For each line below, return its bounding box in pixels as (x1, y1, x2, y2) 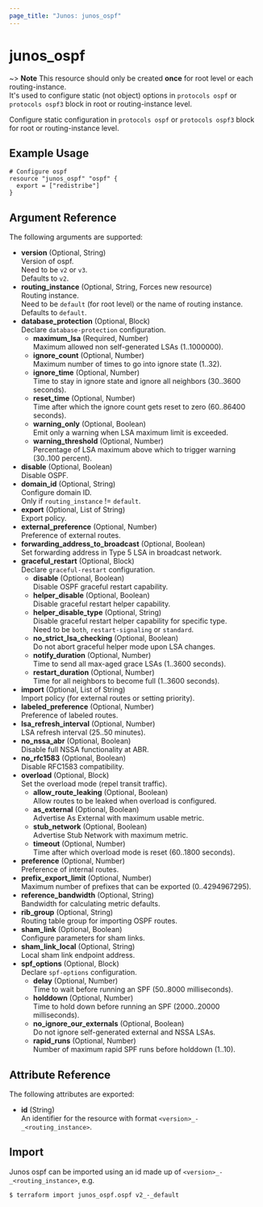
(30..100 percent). (32, 453, 92, 464)
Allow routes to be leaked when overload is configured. (32, 796, 217, 806)
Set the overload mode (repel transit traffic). (20, 779, 168, 789)
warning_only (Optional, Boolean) (32, 419, 146, 429)
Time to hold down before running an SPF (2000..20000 (32, 1001, 220, 1012)
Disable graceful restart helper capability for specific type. (32, 616, 228, 626)
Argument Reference (9, 210, 117, 224)
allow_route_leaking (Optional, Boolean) (32, 788, 169, 797)
